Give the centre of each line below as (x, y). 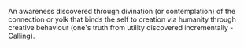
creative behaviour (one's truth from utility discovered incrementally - (121, 27)
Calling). (22, 36)
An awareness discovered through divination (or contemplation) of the (122, 11)
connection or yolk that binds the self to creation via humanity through (122, 19)
